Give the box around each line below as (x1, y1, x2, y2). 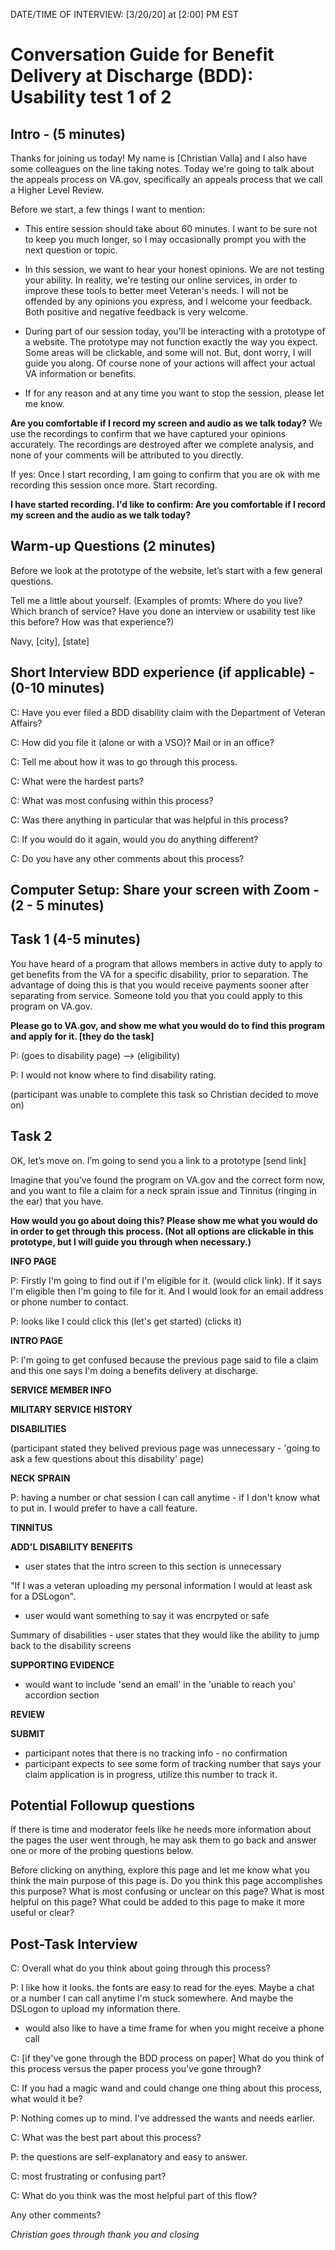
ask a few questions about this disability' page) (10, 1452, 205, 1464)
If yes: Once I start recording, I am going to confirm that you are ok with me (10, 469, 321, 480)
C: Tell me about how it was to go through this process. (10, 755, 238, 768)
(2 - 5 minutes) (10, 897, 105, 914)
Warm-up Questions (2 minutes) (10, 538, 217, 555)
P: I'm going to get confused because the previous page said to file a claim (10, 1354, 319, 1366)
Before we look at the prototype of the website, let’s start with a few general (10, 564, 323, 576)
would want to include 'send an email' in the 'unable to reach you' (24, 1678, 297, 1690)
